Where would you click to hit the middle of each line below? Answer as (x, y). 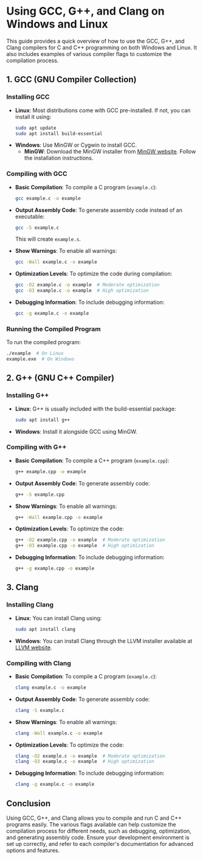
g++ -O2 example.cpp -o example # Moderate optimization (90, 540)
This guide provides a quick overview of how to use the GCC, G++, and (95, 41)
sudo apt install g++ (42, 420)
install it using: (33, 116)
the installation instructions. (59, 158)
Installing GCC (28, 97)
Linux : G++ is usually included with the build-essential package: (95, 409)
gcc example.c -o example (48, 198)
